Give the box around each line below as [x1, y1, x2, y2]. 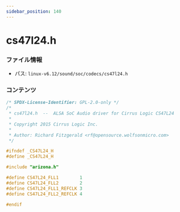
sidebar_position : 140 [6, 8, 62, 15]
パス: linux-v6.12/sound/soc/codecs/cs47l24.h [14, 70, 128, 77]
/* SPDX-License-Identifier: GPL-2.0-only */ [6, 100, 119, 106]
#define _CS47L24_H [6, 154, 54, 159]
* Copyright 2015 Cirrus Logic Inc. [8, 121, 99, 127]
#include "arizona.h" [6, 164, 59, 170]
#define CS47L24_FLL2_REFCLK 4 [6, 191, 83, 197]
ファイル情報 [6, 55, 43, 64]
